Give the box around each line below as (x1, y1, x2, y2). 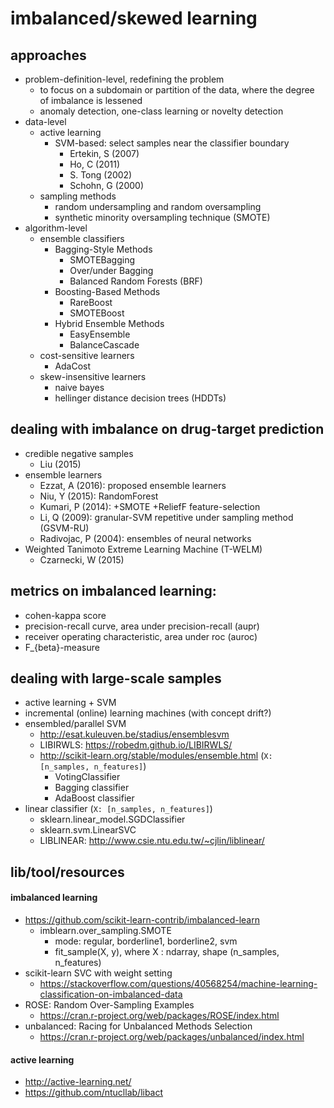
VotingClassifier (54, 771, 121, 783)
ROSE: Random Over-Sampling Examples (24, 999, 195, 1011)
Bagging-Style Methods (54, 243, 153, 255)
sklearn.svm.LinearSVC (39, 824, 137, 836)
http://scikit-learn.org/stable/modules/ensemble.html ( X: (39, 750, 273, 762)
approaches (10, 47, 87, 64)
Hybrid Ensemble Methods (54, 318, 165, 329)
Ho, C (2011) (69, 158, 121, 170)
